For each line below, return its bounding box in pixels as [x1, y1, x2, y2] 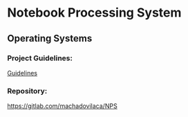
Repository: [7, 86, 48, 96]
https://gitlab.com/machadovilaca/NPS [7, 102, 117, 110]
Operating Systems [7, 33, 93, 44]
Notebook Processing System [7, 5, 182, 21]
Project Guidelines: [7, 53, 73, 63]
